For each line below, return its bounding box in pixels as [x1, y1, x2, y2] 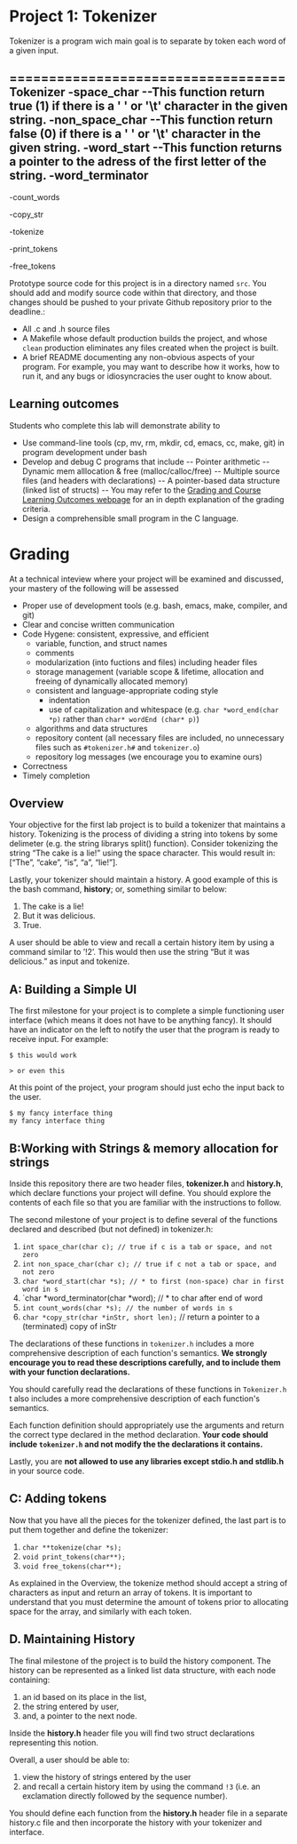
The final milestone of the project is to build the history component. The [9, 1656, 271, 1666]
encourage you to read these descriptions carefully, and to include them [9, 1357, 281, 1367]
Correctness [21, 760, 68, 771]
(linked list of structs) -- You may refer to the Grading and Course [21, 485, 262, 495]
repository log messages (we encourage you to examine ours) [35, 751, 263, 762]
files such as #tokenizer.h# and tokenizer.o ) [35, 742, 200, 752]
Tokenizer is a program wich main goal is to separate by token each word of [9, 36, 286, 46]
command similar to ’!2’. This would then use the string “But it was [9, 947, 250, 958]
